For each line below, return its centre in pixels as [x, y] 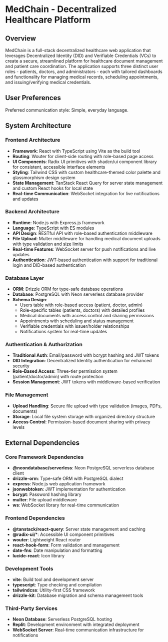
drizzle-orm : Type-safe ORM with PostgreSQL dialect [68, 478]
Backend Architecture [32, 212]
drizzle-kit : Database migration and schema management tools [78, 595]
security [21, 366]
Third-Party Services [31, 608]
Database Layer [25, 278]
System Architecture [38, 126]
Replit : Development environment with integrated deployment [76, 624]
